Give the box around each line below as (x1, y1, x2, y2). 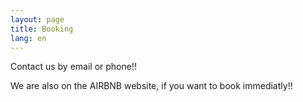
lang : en (10, 33, 47, 43)
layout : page (10, 14, 65, 25)
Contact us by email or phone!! (10, 61, 137, 73)
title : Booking (10, 24, 74, 34)
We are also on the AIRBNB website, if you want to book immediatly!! (10, 80, 293, 92)
